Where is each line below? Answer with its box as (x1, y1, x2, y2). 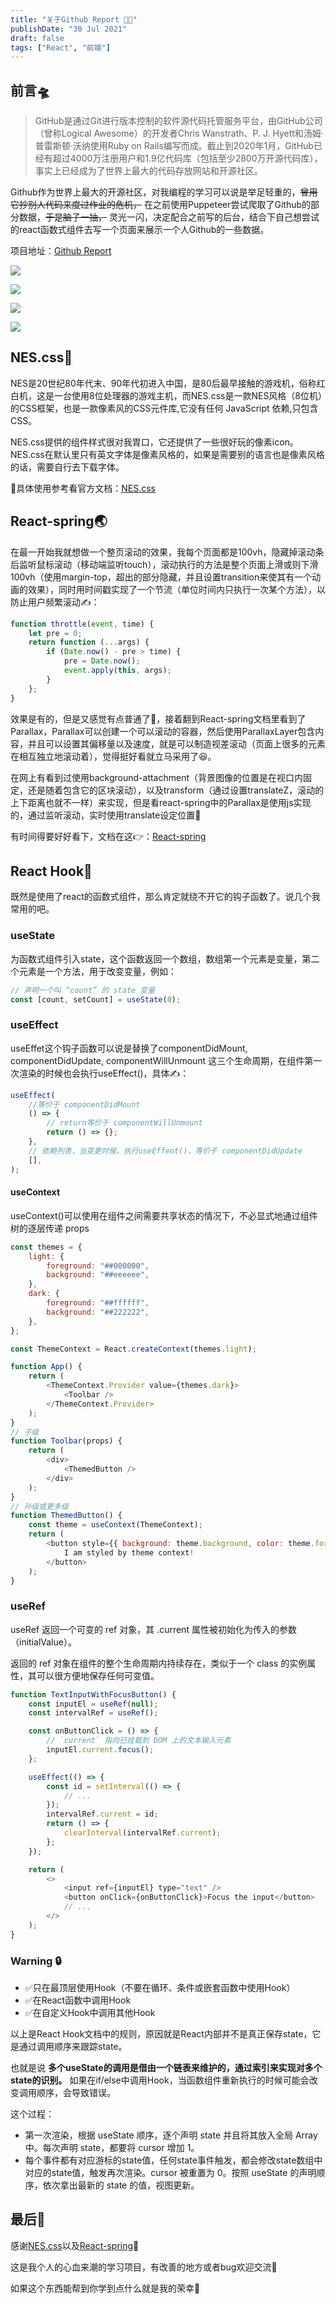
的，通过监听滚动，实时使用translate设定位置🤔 (10, 809, 202, 821)
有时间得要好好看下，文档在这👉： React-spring (10, 830, 207, 842)
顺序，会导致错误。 (36, 2087, 116, 2099)
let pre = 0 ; (28, 628, 83, 638)
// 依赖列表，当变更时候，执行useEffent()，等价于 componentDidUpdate (28, 1146, 303, 1156)
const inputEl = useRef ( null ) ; (28, 1699, 159, 1709)
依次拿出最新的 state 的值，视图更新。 (42, 2179, 200, 2191)
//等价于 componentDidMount (28, 1099, 141, 1110)
